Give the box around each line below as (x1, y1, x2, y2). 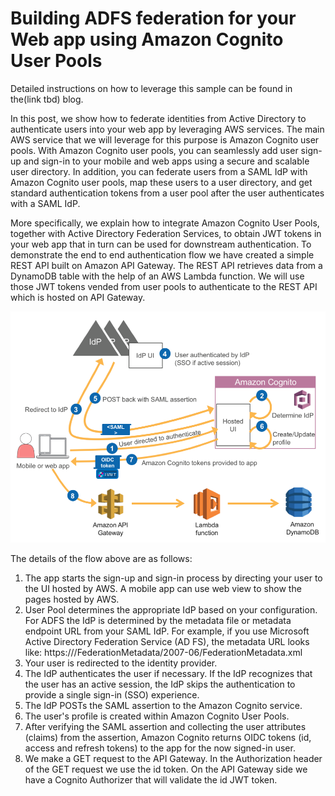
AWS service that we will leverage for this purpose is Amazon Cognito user (10, 133, 320, 146)
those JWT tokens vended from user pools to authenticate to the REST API (10, 280, 318, 292)
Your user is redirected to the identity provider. (24, 657, 218, 669)
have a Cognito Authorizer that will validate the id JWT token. (24, 773, 278, 786)
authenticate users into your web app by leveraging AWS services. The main (10, 123, 325, 135)
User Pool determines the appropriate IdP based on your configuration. (24, 603, 318, 616)
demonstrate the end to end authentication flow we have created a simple (10, 248, 315, 261)
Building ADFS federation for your (10, 7, 297, 30)
